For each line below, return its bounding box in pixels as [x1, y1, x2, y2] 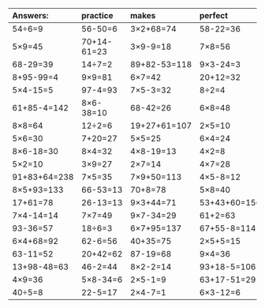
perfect [200, 10, 229, 21]
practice [81, 10, 114, 21]
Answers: [12, 10, 49, 21]
